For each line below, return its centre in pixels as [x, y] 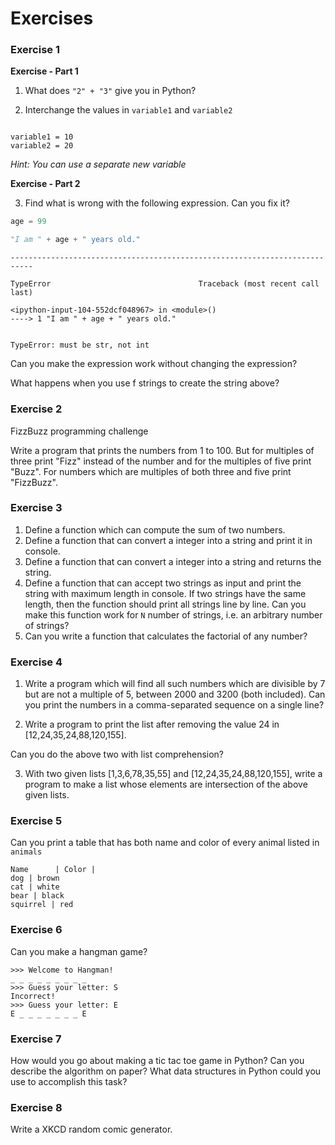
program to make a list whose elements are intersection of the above [166, 784]
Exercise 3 [36, 508]
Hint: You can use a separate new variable [98, 164]
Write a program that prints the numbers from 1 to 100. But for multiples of [162, 450]
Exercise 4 [36, 662]
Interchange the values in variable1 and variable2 [128, 110]
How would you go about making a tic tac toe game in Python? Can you [157, 1061]
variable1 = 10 [42, 137]
